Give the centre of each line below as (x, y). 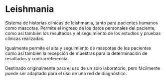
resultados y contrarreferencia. (37, 58)
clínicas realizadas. (25, 39)
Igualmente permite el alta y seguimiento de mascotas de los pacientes (78, 48)
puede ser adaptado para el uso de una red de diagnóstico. (66, 73)
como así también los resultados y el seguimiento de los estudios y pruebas (83, 33)
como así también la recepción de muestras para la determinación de (76, 53)
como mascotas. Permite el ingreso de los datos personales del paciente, (81, 28)
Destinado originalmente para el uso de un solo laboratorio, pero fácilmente (83, 68)
